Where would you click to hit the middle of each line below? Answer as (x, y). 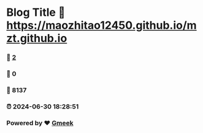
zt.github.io (37, 38)
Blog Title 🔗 (36, 13)
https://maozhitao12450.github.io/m (102, 25)
